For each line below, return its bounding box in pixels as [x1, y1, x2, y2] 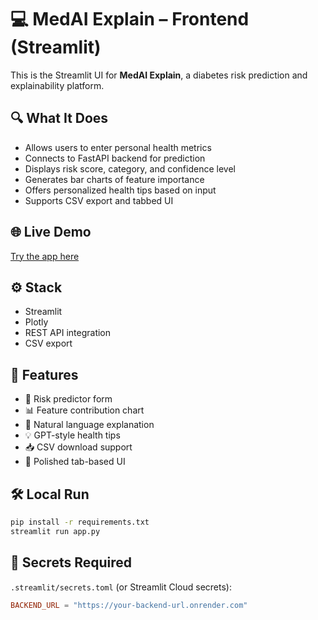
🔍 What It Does [10, 110, 109, 127]
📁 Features [10, 366, 79, 383]
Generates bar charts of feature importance [24, 173, 205, 185]
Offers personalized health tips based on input [24, 184, 217, 196]
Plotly [24, 316, 49, 328]
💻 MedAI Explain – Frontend [10, 8, 250, 31]
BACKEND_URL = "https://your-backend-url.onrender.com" [10, 600, 248, 610]
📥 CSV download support [24, 441, 133, 453]
